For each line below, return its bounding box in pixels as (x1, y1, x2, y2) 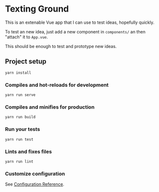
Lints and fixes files (5, 148, 52, 155)
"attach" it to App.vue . (5, 34, 48, 40)
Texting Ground (5, 3, 69, 15)
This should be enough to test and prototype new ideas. (5, 43, 117, 49)
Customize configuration (5, 170, 65, 177)
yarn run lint (5, 159, 34, 164)
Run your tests (5, 126, 40, 133)
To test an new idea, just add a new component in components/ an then (5, 29, 145, 34)
